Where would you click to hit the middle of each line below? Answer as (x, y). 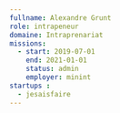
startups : (30, 86)
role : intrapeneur (44, 26)
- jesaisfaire (44, 94)
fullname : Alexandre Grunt (60, 18)
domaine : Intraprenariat (56, 35)
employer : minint (59, 77)
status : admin (52, 69)
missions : (28, 43)
